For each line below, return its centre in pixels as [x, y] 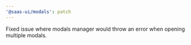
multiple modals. [26, 35]
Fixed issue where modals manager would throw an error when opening [95, 29]
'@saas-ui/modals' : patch [38, 12]
